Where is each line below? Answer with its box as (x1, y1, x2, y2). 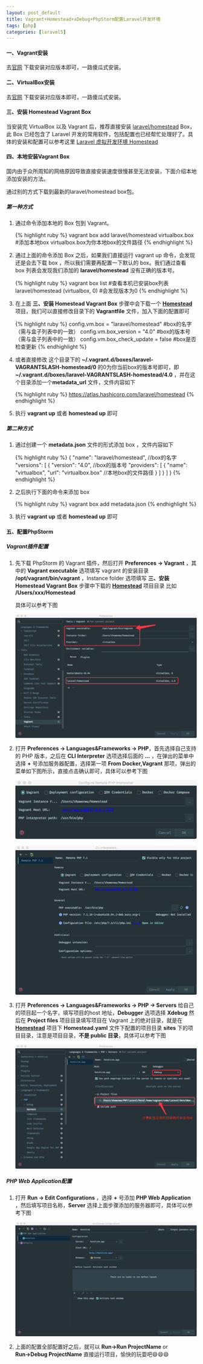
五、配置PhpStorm (6, 528, 53, 535)
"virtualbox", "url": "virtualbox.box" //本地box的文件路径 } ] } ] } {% (14, 469, 181, 476)
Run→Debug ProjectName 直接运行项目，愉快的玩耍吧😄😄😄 (14, 1351, 169, 1358)
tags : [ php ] (6, 22, 36, 28)
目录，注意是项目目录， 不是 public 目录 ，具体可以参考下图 (20, 1032, 166, 1039)
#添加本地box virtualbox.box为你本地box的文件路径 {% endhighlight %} (14, 239, 193, 246)
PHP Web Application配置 (6, 1178, 72, 1185)
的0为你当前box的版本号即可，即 (97, 364, 179, 371)
